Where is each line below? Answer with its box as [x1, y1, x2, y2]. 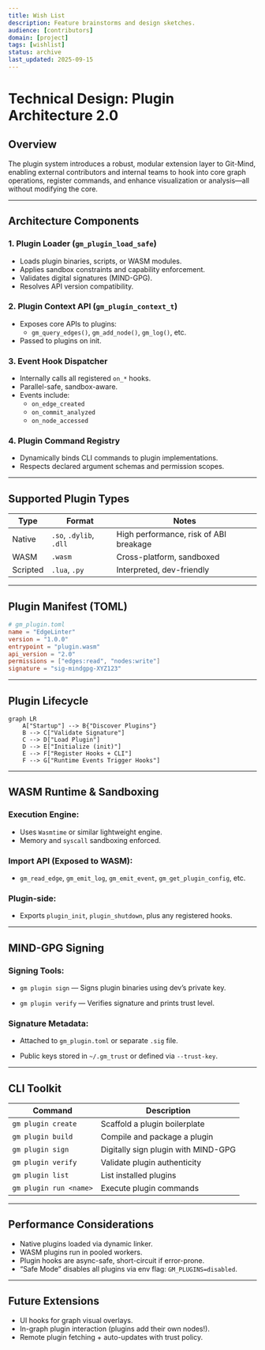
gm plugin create [12, 1120, 77, 1129]
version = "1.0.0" [8, 635, 69, 643]
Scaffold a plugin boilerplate [100, 1118, 205, 1129]
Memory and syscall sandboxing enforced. [19, 835, 162, 845]
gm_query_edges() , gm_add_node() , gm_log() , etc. [31, 327, 187, 337]
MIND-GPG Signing [8, 941, 105, 955]
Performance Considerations [8, 1218, 154, 1231]
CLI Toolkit [8, 1081, 62, 1095]
